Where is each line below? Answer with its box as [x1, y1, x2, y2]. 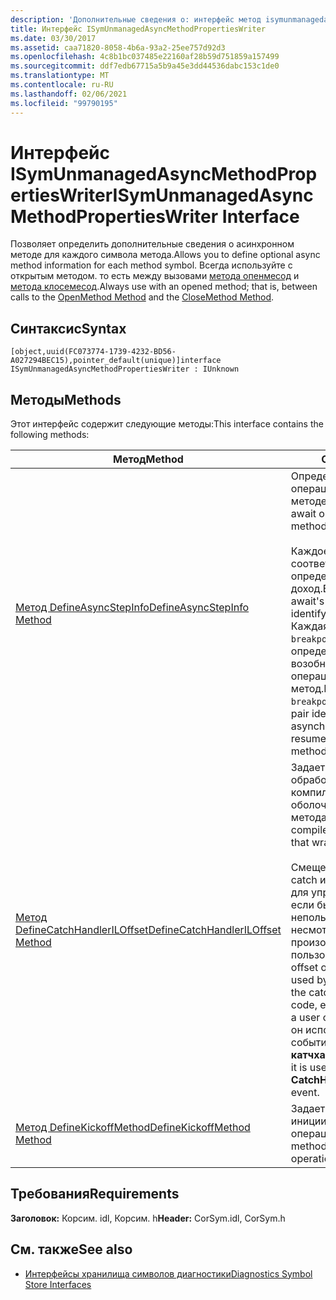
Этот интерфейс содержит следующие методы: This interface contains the [10, 418, 324, 430]
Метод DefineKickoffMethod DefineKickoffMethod [15, 1121, 251, 1135]
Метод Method [113, 452, 184, 466]
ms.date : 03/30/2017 [10, 33, 97, 43]
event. [290, 1086, 320, 1100]
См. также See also [10, 1241, 133, 1258]
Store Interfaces [24, 1278, 92, 1290]
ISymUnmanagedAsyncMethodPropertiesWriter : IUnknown [10, 364, 240, 375]
